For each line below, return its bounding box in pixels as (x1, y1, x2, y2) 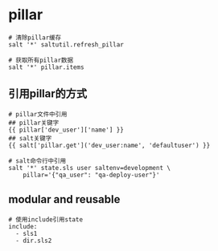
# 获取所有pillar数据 (8, 56, 74, 64)
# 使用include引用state (8, 215, 83, 224)
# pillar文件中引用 (8, 110, 68, 118)
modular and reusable (8, 192, 121, 206)
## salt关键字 (8, 134, 52, 142)
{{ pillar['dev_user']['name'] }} (8, 126, 125, 134)
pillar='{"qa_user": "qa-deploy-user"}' (23, 171, 160, 179)
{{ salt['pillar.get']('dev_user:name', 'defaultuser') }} (8, 141, 211, 149)
